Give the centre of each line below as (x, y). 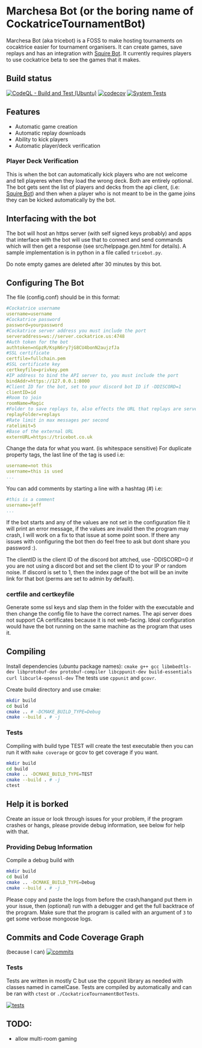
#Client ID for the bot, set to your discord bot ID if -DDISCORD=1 (94, 387)
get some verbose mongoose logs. (49, 919)
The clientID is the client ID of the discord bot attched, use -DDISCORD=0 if (100, 559)
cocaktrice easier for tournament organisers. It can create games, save (94, 47)
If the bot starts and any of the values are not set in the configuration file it (98, 522)
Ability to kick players (41, 139)
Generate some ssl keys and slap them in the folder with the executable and (100, 607)
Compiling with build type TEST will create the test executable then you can (100, 746)
